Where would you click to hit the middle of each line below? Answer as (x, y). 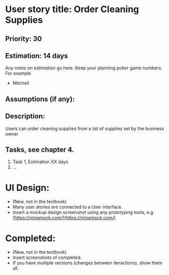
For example (18, 73)
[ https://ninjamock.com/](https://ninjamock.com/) (64, 218)
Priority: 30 (23, 39)
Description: (25, 117)
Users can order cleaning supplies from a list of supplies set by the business (85, 128)
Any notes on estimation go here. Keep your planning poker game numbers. (84, 68)
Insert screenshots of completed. (47, 258)
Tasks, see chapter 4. (40, 149)
